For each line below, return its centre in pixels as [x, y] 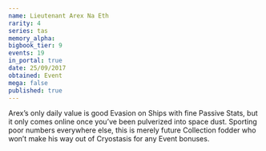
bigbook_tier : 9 [35, 46]
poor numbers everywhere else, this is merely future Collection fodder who [132, 130]
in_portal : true [35, 61]
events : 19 [26, 53]
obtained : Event [35, 75]
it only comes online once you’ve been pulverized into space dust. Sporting [133, 122]
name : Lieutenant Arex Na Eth [59, 16]
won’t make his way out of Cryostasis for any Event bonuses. [109, 139]
